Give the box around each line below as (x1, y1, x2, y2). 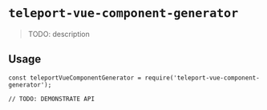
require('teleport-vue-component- (144, 74, 261, 82)
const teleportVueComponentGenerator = (8, 74, 142, 82)
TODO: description (27, 29, 91, 39)
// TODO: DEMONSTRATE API (8, 95, 95, 103)
